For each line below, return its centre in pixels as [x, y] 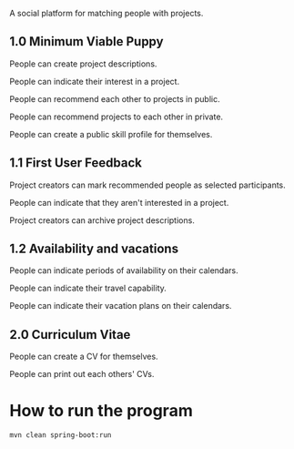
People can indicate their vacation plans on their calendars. [121, 306]
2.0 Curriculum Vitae [70, 335]
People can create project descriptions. [83, 64]
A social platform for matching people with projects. [106, 13]
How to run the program [101, 411]
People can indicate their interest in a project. [95, 81]
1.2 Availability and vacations [94, 249]
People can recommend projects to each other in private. [117, 117]
